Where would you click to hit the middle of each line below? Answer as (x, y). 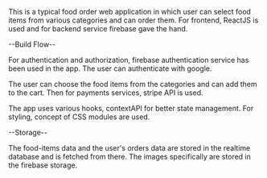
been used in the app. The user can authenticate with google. (110, 68)
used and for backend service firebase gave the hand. (98, 29)
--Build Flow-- (32, 44)
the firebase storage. (43, 165)
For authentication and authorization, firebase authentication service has (129, 60)
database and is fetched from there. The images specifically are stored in (130, 157)
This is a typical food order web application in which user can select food (130, 12)
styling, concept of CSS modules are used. (79, 117)
